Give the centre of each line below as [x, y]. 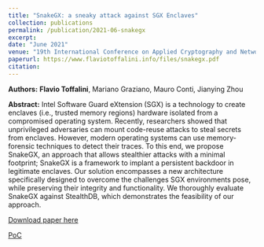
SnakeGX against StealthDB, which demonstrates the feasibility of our [121, 196]
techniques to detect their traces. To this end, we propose [130, 146]
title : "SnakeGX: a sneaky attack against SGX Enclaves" [103, 15]
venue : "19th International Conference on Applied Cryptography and [123, 52]
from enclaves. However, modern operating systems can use [107, 138]
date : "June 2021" [38, 45]
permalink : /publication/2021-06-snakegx [77, 30]
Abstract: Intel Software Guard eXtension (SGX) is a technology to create [127, 104]
